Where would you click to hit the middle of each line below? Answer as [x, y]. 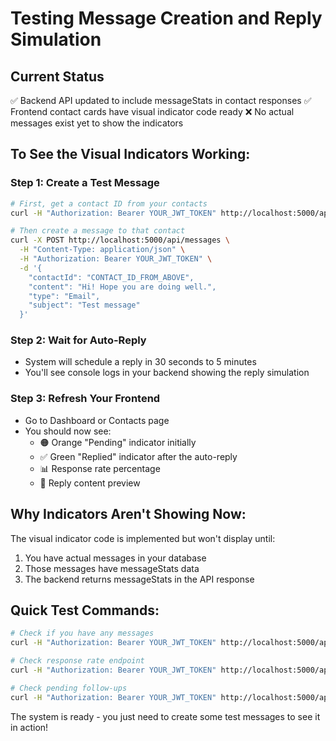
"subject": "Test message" [84, 305]
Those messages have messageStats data [112, 568]
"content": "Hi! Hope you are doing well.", [122, 287]
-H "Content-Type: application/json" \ [102, 250]
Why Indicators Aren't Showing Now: [128, 514]
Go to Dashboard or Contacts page [97, 420]
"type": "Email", [64, 296]
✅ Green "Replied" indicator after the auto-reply [138, 456]
